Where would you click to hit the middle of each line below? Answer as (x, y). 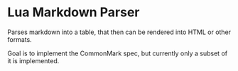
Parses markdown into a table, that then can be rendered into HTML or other (119, 32)
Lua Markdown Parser (74, 12)
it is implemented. (33, 60)
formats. (20, 39)
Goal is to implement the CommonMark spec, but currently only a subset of (118, 53)
